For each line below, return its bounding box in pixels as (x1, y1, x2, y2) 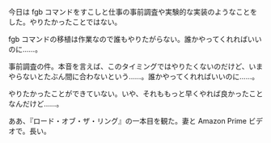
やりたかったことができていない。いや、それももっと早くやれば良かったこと (8, 89, 264, 99)
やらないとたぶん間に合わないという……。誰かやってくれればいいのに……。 (8, 72, 260, 81)
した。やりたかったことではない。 (8, 17, 122, 27)
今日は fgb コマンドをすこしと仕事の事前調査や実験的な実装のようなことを (8, 7, 257, 16)
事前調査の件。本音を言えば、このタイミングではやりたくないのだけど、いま (8, 61, 264, 71)
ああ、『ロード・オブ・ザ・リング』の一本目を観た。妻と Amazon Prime (8, 116, 248, 125)
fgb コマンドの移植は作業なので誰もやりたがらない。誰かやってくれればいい (8, 35, 262, 44)
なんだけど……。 (8, 99, 64, 108)
